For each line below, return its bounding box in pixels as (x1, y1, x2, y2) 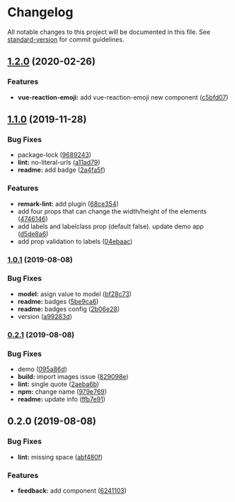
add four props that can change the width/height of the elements (17, 206, 207, 216)
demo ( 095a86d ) (17, 365, 67, 373)
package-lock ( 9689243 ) (17, 151, 92, 159)
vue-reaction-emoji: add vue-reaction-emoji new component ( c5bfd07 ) (17, 93, 229, 101)
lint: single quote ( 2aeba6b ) (17, 380, 100, 389)
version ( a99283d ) (17, 312, 73, 320)
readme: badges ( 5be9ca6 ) (17, 297, 99, 305)
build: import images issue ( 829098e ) (17, 373, 129, 381)
